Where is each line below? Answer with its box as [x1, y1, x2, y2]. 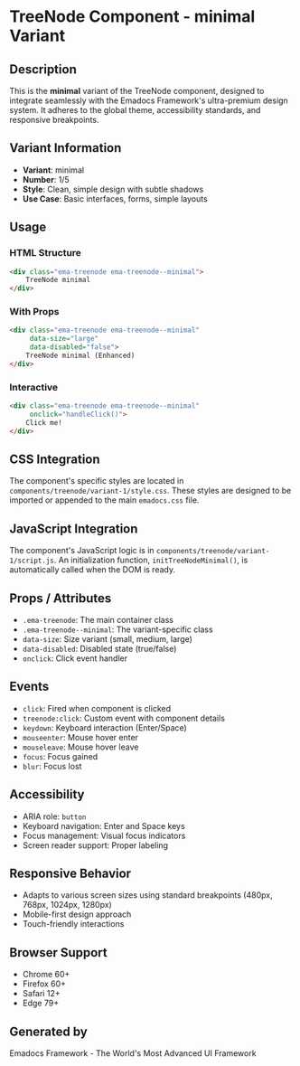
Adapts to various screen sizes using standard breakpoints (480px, [22, 890, 273, 901]
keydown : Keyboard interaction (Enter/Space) [22, 722, 187, 733]
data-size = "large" [29, 335, 99, 344]
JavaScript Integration [9, 521, 138, 536]
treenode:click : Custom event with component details [22, 712, 226, 723]
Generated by [9, 1024, 89, 1039]
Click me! [25, 418, 63, 427]
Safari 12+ [22, 988, 61, 999]
